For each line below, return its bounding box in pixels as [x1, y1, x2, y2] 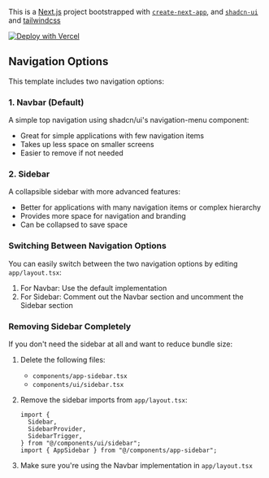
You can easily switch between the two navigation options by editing [8, 259, 238, 268]
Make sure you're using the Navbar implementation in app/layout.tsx [20, 461, 254, 470]
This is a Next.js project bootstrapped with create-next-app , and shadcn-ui [8, 7, 258, 16]
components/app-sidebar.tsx [32, 372, 128, 380]
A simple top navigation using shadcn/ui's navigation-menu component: [8, 115, 249, 125]
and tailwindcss [8, 15, 61, 25]
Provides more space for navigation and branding [20, 211, 187, 221]
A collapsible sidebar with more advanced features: [8, 187, 181, 197]
